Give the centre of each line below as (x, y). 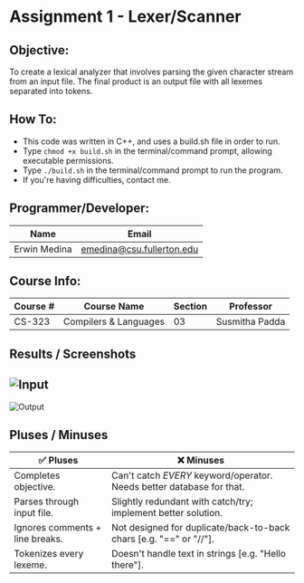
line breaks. (38, 539)
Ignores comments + (58, 528)
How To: (33, 119)
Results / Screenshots (73, 354)
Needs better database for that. (178, 487)
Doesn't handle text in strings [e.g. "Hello (199, 554)
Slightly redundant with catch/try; (182, 502)
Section (190, 307)
